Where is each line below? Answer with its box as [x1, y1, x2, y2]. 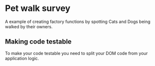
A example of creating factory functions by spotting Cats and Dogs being [5, 19, 151, 24]
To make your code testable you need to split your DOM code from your [5, 50, 148, 56]
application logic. [5, 55, 40, 61]
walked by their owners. [5, 23, 53, 29]
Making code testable [5, 38, 72, 46]
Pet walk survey [5, 3, 71, 14]
